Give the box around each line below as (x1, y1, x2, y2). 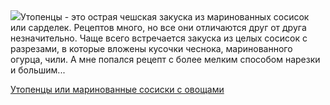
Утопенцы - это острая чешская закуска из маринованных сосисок (20, 11, 310, 23)
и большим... (10, 64, 66, 76)
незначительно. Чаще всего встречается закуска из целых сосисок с (10, 32, 308, 44)
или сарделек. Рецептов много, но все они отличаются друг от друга (10, 22, 307, 33)
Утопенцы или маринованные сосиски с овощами (10, 84, 225, 95)
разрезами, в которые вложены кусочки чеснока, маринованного (10, 43, 293, 54)
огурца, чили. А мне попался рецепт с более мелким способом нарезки (10, 54, 321, 65)
